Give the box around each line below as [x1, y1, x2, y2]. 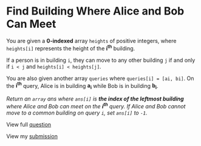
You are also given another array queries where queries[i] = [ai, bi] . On [6, 75, 194, 82]
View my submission [6, 132, 58, 140]
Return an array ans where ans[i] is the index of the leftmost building [6, 95, 184, 102]
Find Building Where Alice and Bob [6, 4, 185, 18]
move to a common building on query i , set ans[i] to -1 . [6, 109, 148, 116]
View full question [6, 121, 52, 128]
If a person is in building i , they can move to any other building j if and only [6, 56, 196, 64]
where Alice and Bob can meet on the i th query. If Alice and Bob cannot [6, 102, 186, 110]
